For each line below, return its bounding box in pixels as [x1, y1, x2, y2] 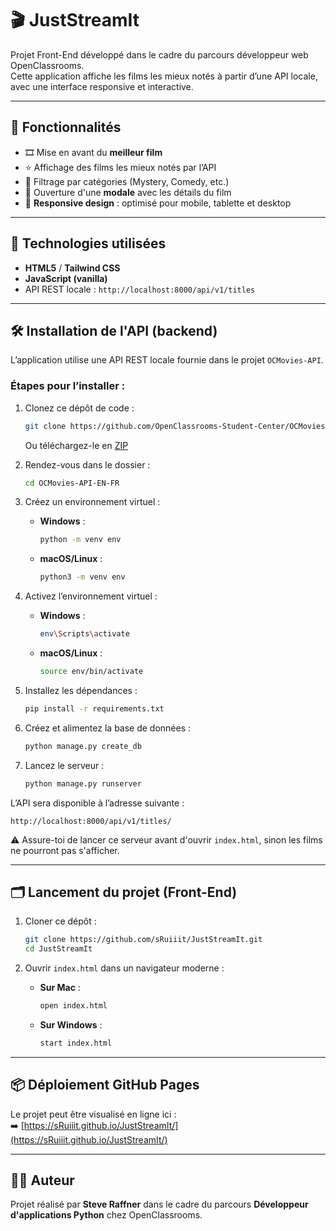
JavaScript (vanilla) [24, 272, 108, 284]
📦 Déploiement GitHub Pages [10, 1077, 200, 1094]
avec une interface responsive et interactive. [10, 80, 194, 92]
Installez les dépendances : [24, 684, 138, 696]
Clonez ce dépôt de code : [24, 402, 135, 414]
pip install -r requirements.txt [24, 703, 165, 714]
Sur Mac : [39, 982, 81, 994]
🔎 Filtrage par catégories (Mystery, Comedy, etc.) [24, 175, 230, 187]
